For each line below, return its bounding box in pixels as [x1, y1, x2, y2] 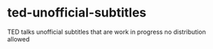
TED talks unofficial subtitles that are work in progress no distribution [7, 28, 206, 36]
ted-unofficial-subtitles [7, 5, 147, 21]
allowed [7, 35, 30, 43]
